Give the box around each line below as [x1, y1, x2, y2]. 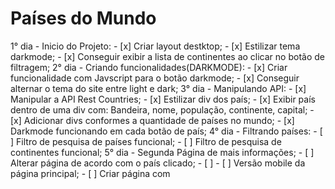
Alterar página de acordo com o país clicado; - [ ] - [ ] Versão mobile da [10, 157, 306, 169]
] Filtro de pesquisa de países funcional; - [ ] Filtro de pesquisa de [10, 135, 282, 147]
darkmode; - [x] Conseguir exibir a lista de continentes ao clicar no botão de [10, 50, 325, 62]
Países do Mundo [10, 7, 157, 30]
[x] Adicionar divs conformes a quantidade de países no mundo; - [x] [10, 114, 295, 126]
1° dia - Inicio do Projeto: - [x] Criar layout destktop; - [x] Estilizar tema [10, 40, 301, 52]
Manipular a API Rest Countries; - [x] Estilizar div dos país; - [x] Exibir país [10, 93, 316, 105]
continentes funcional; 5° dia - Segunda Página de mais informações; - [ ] [10, 146, 315, 158]
